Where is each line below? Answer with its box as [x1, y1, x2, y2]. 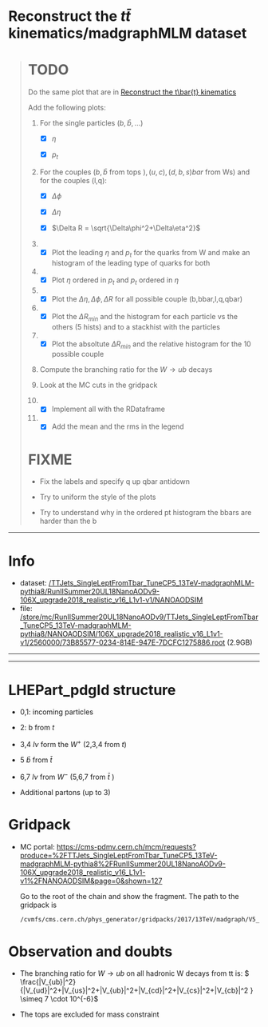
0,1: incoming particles [19, 707, 94, 717]
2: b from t [19, 723, 55, 733]
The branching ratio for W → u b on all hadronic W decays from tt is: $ [19, 969, 250, 978]
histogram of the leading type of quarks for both [51, 258, 211, 267]
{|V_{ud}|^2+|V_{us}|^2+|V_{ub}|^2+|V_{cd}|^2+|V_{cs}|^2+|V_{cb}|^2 [19, 985, 249, 995]
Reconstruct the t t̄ [8, 7, 132, 26]
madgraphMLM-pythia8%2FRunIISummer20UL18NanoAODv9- [19, 859, 226, 869]
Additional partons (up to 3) [19, 787, 111, 797]
